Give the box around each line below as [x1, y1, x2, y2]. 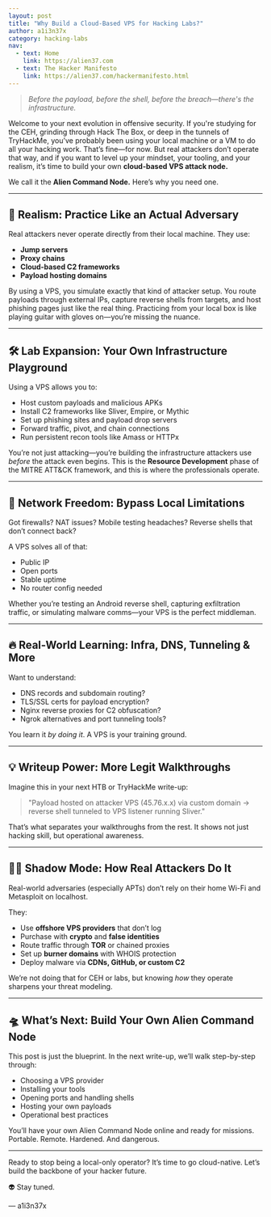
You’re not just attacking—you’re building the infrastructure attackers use [8, 448, 252, 457]
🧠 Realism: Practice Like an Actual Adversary [8, 208, 240, 222]
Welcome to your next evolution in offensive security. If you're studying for [8, 118, 256, 128]
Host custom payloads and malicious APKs [19, 398, 163, 408]
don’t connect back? [8, 526, 77, 536]
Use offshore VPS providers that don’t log [19, 923, 162, 933]
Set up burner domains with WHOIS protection [19, 949, 177, 958]
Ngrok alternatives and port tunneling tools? [19, 714, 167, 723]
